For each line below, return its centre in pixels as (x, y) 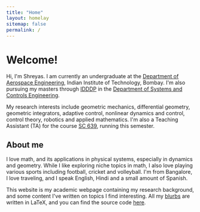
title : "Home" (25, 12)
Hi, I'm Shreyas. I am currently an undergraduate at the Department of (93, 76)
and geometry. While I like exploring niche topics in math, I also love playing (100, 165)
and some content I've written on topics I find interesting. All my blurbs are (98, 196)
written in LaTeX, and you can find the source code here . (76, 202)
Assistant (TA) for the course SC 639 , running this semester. (80, 126)
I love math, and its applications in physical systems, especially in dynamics (99, 159)
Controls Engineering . (33, 96)
